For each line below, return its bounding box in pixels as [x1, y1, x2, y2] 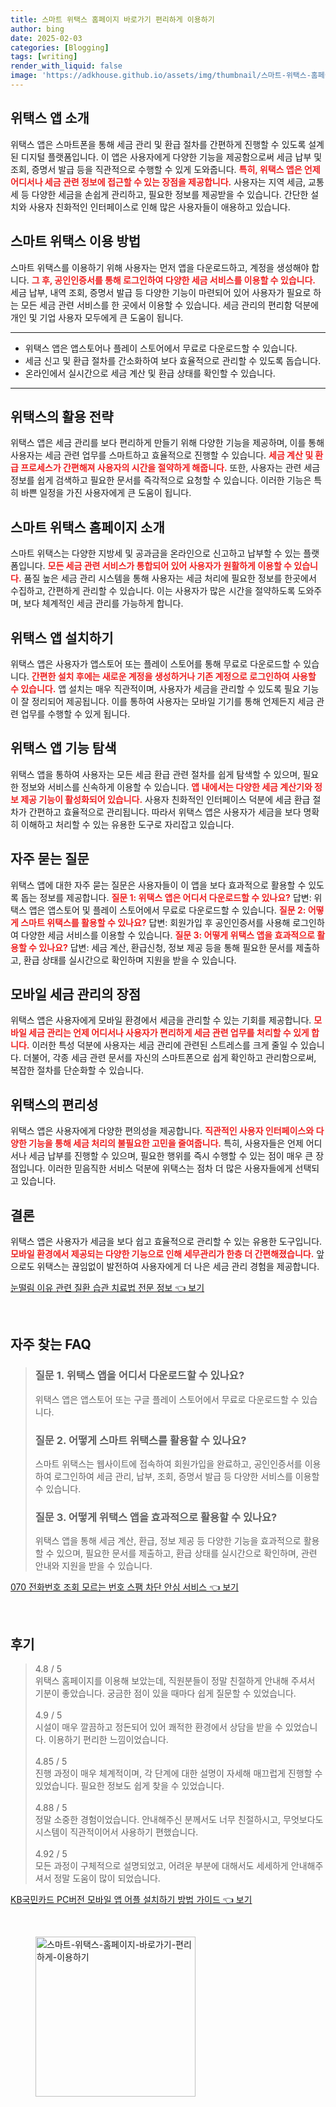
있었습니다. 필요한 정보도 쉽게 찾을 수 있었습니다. [34, 1780, 225, 1792]
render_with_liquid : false [10, 61, 123, 71]
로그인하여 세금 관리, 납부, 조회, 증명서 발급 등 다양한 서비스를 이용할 [53, 1470, 320, 1482]
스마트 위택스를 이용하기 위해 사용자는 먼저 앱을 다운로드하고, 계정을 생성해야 [10, 261, 310, 273]
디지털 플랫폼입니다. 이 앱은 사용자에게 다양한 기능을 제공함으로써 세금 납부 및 [20, 151, 323, 163]
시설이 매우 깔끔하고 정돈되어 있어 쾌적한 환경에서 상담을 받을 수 [34, 1721, 283, 1733]
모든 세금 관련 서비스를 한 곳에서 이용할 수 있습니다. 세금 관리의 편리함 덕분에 [20, 299, 320, 311]
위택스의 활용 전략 [10, 408, 114, 425]
